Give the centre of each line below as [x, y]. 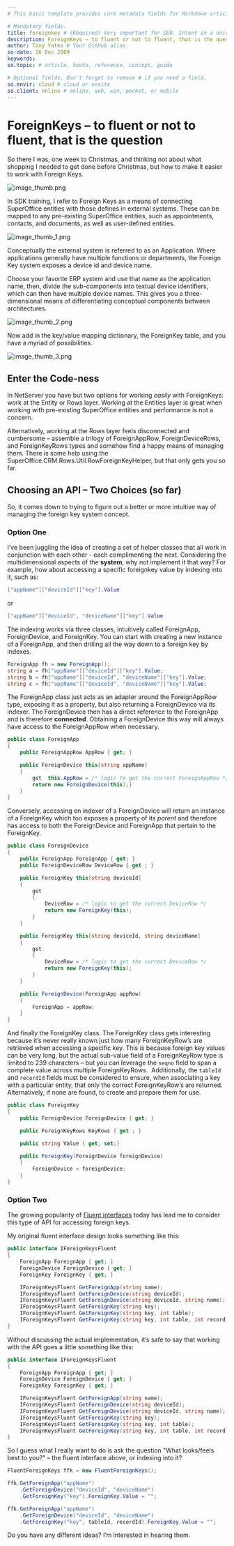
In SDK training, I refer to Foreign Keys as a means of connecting [100, 201]
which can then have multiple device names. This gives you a [95, 294]
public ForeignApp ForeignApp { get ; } [78, 859]
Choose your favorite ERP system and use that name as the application [109, 279]
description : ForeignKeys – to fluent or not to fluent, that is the [110, 39]
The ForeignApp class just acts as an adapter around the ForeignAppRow [112, 697]
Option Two [27, 1199]
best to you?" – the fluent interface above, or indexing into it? [95, 1458]
